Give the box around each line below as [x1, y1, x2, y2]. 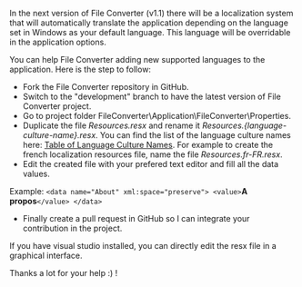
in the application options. [9, 36, 106, 47]
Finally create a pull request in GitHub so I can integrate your [22, 213, 250, 223]
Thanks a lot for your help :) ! [9, 268, 118, 278]
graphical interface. [9, 250, 84, 261]
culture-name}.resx [22, 130, 96, 140]
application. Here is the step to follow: [9, 64, 152, 74]
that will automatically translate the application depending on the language [9, 17, 289, 28]
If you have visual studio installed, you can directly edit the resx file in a [9, 241, 277, 251]
